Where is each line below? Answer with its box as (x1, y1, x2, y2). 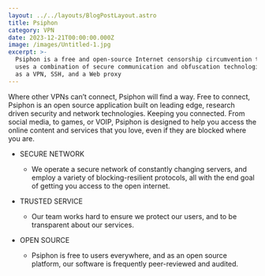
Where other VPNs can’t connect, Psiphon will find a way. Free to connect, (8, 91, 251, 101)
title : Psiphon (8, 19, 58, 27)
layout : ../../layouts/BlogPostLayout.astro (8, 11, 157, 20)
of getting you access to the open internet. (31, 181, 171, 190)
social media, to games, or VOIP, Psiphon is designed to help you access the (8, 117, 257, 126)
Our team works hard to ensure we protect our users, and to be (31, 211, 237, 221)
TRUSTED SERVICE (19, 196, 83, 206)
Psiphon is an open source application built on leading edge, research (8, 100, 235, 110)
